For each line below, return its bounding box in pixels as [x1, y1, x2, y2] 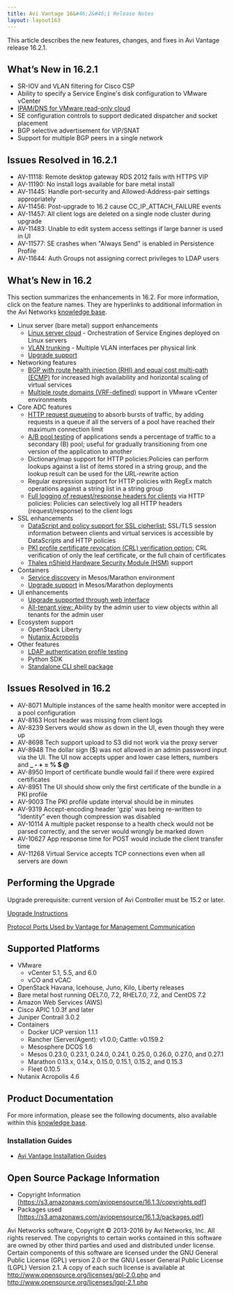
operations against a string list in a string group [27, 484, 164, 493]
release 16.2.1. [7, 43, 47, 52]
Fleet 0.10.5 [27, 1065, 61, 1073]
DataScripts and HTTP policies [27, 536, 116, 544]
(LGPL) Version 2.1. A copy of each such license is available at [7, 1264, 185, 1272]
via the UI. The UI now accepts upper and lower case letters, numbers [17, 753, 219, 761]
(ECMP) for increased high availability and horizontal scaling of [27, 373, 209, 381]
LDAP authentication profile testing [27, 647, 128, 656]
